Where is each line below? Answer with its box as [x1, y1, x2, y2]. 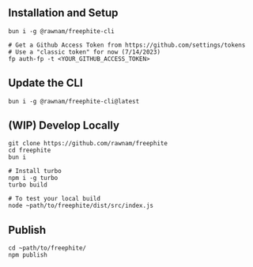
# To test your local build [8, 195, 101, 203]
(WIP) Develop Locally [8, 118, 120, 133]
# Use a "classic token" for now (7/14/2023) [8, 47, 160, 56]
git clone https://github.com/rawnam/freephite [8, 140, 168, 148]
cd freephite [8, 146, 51, 155]
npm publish [8, 251, 47, 259]
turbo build [8, 181, 47, 189]
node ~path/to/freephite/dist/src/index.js [8, 201, 154, 210]
